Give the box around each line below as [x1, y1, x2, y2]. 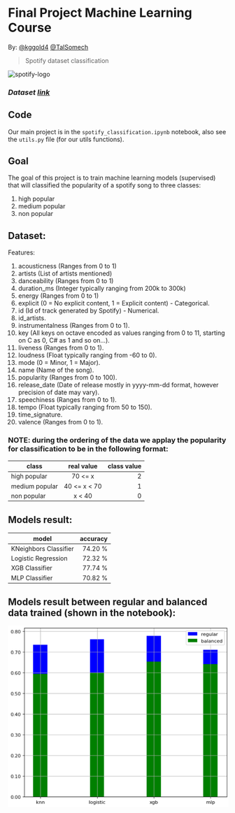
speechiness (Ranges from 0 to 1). [17, 396, 117, 404]
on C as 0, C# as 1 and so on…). [17, 336, 111, 345]
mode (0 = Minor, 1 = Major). [17, 359, 101, 367]
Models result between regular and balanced [8, 596, 208, 607]
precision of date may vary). [17, 388, 100, 396]
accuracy [80, 534, 108, 542]
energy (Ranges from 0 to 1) [17, 292, 99, 300]
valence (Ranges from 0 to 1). [17, 418, 104, 426]
